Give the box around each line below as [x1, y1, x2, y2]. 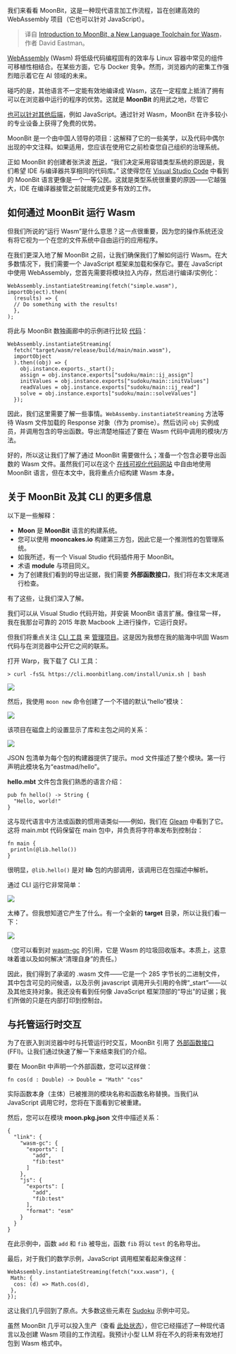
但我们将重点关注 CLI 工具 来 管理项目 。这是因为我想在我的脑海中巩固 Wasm [7, 633, 229, 641]
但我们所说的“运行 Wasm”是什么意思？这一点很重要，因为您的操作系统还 [7, 226, 218, 235]
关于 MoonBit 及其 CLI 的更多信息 [7, 491, 152, 503]
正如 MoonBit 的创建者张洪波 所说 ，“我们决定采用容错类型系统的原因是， [7, 158, 218, 166]
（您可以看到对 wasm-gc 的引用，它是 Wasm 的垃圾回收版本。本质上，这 [7, 946, 221, 954]
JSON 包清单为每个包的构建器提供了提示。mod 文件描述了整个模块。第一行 [7, 753, 226, 762]
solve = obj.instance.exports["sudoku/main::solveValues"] [20, 390, 197, 397]
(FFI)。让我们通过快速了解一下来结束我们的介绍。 [7, 1047, 151, 1056]
